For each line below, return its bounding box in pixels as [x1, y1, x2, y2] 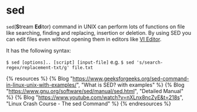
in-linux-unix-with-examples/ [6, 81, 77, 88]
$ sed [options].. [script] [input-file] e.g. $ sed [6, 58, 134, 65]
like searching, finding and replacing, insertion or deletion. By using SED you [6, 29, 192, 36]
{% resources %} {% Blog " [6, 75, 73, 82]
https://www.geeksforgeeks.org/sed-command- [72, 75, 189, 82]
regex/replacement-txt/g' [6, 64, 69, 71]
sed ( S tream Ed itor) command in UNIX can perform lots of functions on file [6, 23, 185, 30]
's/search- [136, 60, 163, 65]
